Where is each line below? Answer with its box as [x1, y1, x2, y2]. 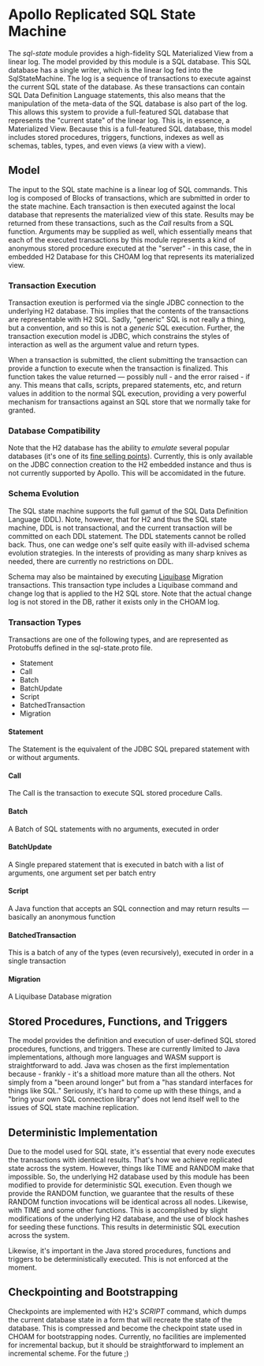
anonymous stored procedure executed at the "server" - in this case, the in [8, 243, 252, 253]
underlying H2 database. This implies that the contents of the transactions [8, 307, 249, 316]
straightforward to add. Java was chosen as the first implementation [8, 1061, 230, 1071]
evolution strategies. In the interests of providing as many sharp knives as [8, 548, 247, 558]
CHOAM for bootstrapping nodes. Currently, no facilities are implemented [8, 1331, 247, 1341]
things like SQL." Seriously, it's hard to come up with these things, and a [8, 1086, 242, 1096]
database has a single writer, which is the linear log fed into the [8, 65, 214, 74]
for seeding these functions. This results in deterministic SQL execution [8, 1222, 240, 1232]
